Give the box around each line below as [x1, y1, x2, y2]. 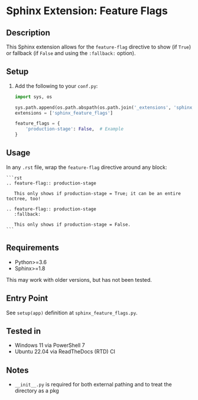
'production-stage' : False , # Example [25, 126, 124, 132]
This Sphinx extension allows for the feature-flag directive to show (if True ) [6, 43, 191, 50]
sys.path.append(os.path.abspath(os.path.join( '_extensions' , [14, 105, 171, 110]
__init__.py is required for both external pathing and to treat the [14, 381, 173, 388]
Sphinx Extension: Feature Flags [6, 4, 168, 18]
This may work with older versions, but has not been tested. [6, 276, 152, 283]
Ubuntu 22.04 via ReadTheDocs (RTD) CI [14, 348, 115, 355]
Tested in [6, 326, 41, 336]
